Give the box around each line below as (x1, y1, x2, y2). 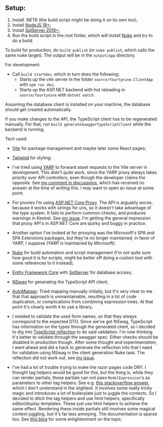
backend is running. (5, 126, 45, 132)
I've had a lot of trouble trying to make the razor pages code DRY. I (12, 364, 146, 370)
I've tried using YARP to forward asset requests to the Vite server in (12, 164, 147, 170)
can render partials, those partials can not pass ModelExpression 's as (12, 374, 150, 380)
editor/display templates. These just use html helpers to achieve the (12, 400, 148, 407)
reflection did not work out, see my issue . (12, 355, 96, 361)
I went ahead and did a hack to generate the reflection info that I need (12, 344, 152, 350)
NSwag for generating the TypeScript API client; (12, 279, 109, 285)
